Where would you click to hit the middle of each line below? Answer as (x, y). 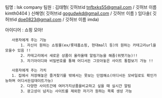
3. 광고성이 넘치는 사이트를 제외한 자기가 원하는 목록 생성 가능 (76, 91)
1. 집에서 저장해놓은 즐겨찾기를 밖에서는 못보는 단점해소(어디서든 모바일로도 (78, 75)
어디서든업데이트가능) (35, 81)
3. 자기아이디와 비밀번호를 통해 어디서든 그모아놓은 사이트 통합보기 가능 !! (87, 61)
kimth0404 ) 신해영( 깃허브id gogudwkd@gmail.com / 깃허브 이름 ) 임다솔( (78, 13)
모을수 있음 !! (18, 50)
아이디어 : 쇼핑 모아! (24, 30)
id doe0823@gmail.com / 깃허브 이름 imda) (56, 19)
